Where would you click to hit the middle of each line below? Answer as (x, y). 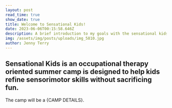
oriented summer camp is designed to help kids (83, 72)
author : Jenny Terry (27, 43)
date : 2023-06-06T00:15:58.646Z (40, 29)
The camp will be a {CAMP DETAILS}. (45, 100)
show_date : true (23, 19)
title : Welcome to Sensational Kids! (46, 24)
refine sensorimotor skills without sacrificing (79, 80)
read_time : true (23, 15)
